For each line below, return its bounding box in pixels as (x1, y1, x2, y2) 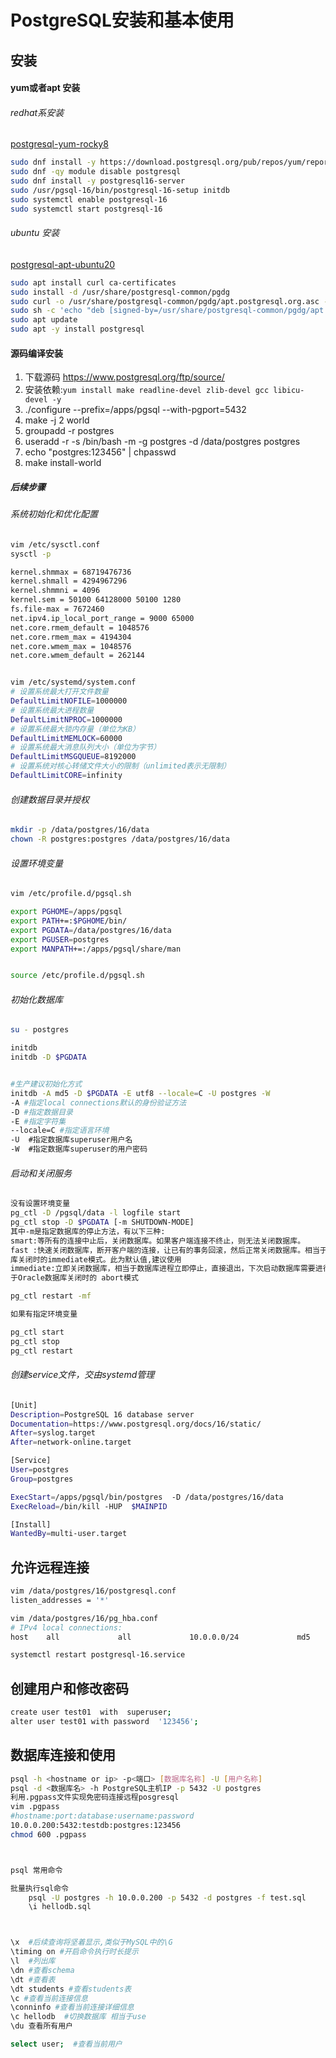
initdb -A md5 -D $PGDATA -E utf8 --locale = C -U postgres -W (10, 1088, 271, 1098)
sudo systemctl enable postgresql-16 (10, 194, 168, 205)
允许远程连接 (10, 1559, 90, 1576)
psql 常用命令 (10, 1865, 63, 1875)
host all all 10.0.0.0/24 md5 (10, 1632, 311, 1642)
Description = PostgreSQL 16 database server (10, 1409, 195, 1420)
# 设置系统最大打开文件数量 (10, 687, 110, 697)
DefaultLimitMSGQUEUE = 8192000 (10, 752, 137, 762)
